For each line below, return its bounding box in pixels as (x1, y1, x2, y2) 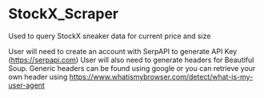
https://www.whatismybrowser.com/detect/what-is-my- (69, 72, 254, 81)
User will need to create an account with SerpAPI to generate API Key (8, 46, 238, 56)
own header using (8, 72, 68, 81)
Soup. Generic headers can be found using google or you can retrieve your (8, 63, 256, 73)
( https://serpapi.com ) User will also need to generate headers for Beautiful (8, 55, 254, 65)
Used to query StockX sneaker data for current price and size (8, 31, 211, 41)
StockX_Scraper (8, 5, 119, 23)
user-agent (8, 80, 46, 90)
